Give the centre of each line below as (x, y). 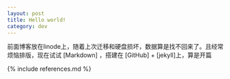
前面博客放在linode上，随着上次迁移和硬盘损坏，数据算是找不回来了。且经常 (115, 47)
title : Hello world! (37, 20)
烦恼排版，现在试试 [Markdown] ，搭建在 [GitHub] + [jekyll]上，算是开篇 (109, 55)
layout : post (26, 13)
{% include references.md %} (49, 69)
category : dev (28, 26)
